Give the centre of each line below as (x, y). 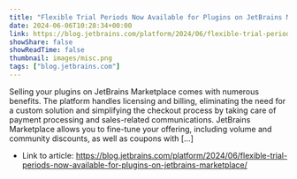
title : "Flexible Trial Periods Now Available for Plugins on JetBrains (146, 17)
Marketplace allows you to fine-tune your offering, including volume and (141, 129)
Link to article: (48, 155)
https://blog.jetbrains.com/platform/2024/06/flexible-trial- (182, 155)
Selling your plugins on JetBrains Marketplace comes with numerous (134, 91)
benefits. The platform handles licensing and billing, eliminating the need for (148, 101)
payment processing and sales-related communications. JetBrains (130, 119)
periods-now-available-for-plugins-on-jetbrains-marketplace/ (134, 165)
